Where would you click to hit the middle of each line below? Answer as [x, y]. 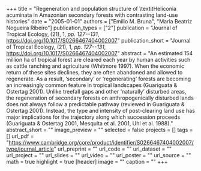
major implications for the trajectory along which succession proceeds [93, 117]
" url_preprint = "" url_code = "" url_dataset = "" [113, 149]
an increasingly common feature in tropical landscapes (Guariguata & [92, 85]
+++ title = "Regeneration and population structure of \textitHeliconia [91, 9]
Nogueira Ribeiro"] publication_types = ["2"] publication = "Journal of [92, 28]
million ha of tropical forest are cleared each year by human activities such [98, 60]
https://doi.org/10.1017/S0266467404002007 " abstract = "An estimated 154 [100, 53]
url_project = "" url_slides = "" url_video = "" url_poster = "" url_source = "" [99, 155]
